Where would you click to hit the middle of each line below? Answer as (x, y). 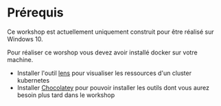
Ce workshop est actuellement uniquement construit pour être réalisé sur (110, 32)
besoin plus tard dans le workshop (66, 95)
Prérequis (35, 13)
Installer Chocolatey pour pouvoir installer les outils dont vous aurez (113, 87)
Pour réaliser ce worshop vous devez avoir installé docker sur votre (102, 52)
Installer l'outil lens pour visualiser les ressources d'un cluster (104, 73)
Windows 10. (25, 39)
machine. (20, 59)
